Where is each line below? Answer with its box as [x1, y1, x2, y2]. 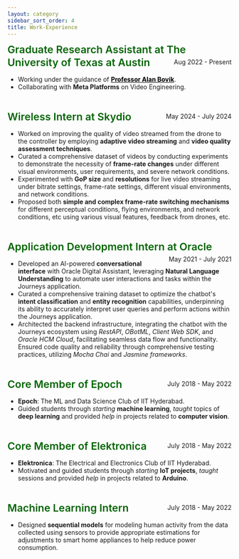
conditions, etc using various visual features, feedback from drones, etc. [17, 213, 230, 221]
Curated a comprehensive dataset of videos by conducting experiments [17, 152, 229, 161]
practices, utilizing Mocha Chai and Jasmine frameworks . [17, 350, 187, 359]
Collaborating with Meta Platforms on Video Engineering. [17, 83, 186, 91]
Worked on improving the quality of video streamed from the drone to [17, 130, 222, 138]
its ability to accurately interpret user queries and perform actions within [17, 305, 230, 313]
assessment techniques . [17, 145, 92, 153]
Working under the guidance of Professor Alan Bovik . [17, 75, 176, 84]
